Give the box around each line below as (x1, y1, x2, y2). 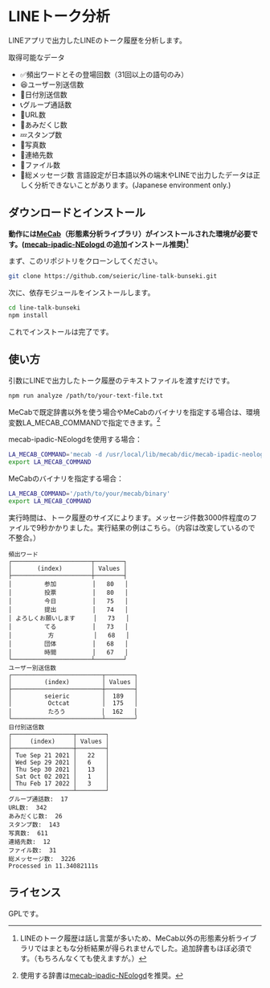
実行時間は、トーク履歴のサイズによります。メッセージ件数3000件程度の (8, 512, 251, 523)
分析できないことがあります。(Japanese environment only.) (34, 180, 231, 190)
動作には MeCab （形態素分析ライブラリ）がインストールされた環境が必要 (8, 228, 252, 238)
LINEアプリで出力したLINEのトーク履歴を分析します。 (8, 35, 186, 45)
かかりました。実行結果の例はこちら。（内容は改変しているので (47, 523, 256, 532)
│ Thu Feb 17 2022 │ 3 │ (8, 779, 110, 788)
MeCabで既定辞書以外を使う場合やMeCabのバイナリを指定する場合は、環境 (8, 407, 260, 416)
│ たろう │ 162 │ (8, 707, 138, 715)
